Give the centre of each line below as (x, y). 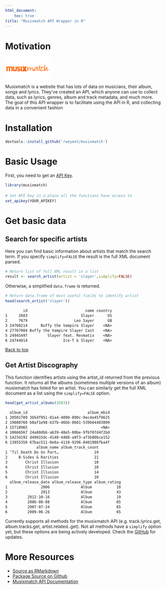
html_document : (21, 10)
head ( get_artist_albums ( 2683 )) (38, 403)
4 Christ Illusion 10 (52, 467)
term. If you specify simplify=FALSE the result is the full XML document (78, 256)
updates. (14, 537)
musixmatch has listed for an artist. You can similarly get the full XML (76, 388)
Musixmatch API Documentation (45, 581)
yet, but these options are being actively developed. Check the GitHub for (81, 531)
